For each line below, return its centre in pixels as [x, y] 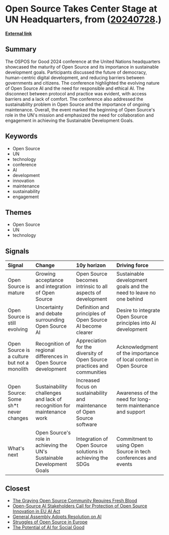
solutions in [90, 452]
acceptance [50, 280]
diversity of [90, 353]
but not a [18, 363]
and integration [53, 286]
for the [84, 347]
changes [18, 418]
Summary [21, 49]
